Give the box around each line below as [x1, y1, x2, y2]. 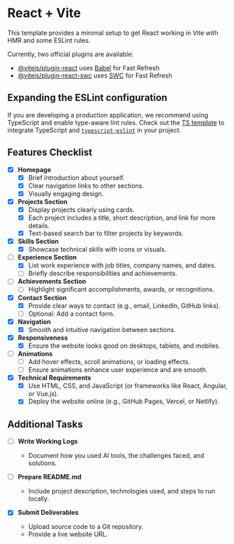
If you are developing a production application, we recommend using [7, 110, 208, 119]
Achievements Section [17, 277, 87, 286]
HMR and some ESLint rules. [7, 36, 91, 44]
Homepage [17, 165, 52, 174]
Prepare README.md [17, 473, 82, 481]
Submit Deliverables [17, 508, 79, 517]
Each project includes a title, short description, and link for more [28, 213, 216, 222]
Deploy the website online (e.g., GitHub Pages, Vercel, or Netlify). [28, 397, 220, 406]
